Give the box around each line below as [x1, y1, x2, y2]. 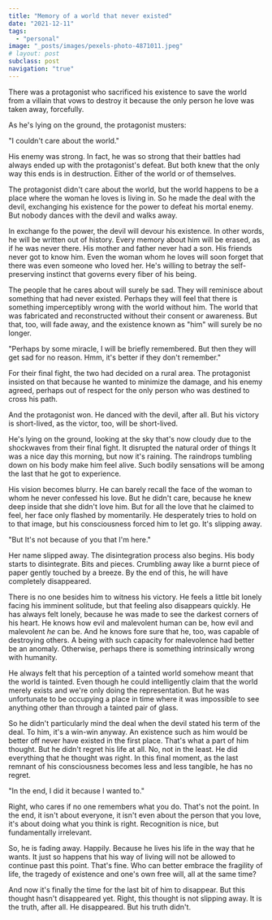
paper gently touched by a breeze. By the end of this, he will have [8, 568, 229, 577]
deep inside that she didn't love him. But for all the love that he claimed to [8, 501, 254, 512]
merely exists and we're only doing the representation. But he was [8, 685, 230, 695]
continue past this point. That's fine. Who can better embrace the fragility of [8, 860, 264, 870]
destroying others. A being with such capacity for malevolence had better [8, 635, 255, 645]
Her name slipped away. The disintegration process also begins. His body [8, 550, 255, 560]
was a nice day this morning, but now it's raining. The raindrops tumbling [8, 451, 253, 461]
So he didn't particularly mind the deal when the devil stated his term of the [8, 718, 261, 728]
